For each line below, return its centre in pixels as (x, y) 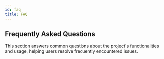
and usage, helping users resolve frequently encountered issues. (72, 51)
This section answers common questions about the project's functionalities (82, 46)
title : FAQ (16, 14)
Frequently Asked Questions (50, 34)
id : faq (13, 10)
